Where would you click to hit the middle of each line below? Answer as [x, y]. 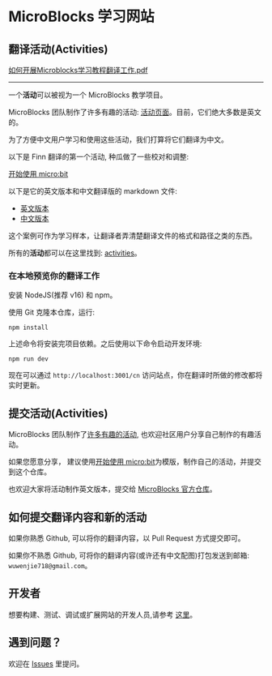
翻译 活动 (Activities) [58, 49]
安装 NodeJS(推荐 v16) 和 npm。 [63, 295]
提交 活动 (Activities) [58, 413]
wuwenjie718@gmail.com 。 [50, 565]
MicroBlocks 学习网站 [82, 17]
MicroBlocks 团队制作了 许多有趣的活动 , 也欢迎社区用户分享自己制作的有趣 [132, 434]
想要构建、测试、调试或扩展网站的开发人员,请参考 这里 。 [102, 614]
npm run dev [28, 359]
